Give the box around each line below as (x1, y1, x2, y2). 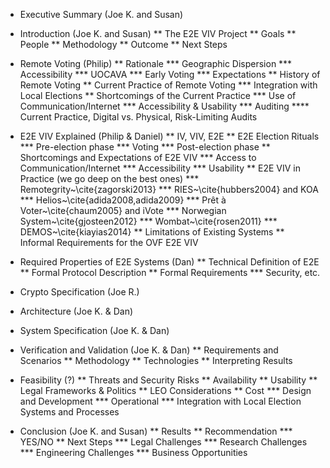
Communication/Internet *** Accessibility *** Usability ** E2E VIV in (19, 162, 302, 174)
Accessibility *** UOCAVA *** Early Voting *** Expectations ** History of (19, 69, 321, 80)
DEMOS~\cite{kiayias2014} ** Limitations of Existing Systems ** (19, 226, 285, 238)
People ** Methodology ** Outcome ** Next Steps (19, 39, 228, 50)
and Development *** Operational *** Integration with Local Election (19, 395, 302, 407)
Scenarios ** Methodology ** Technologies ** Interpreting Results (19, 355, 293, 366)
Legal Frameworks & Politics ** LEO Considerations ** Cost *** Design (19, 385, 312, 396)
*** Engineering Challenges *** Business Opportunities (19, 447, 248, 458)
